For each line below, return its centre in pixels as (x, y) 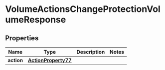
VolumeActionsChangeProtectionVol (83, 9)
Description (91, 52)
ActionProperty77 (50, 60)
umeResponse (36, 20)
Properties (22, 38)
